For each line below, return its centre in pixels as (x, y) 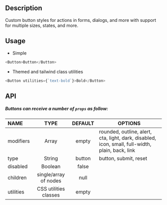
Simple (19, 53)
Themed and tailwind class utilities (48, 71)
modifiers (19, 141)
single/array (51, 174)
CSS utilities (51, 189)
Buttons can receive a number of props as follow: (57, 109)
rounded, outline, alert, (125, 132)
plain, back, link (117, 150)
